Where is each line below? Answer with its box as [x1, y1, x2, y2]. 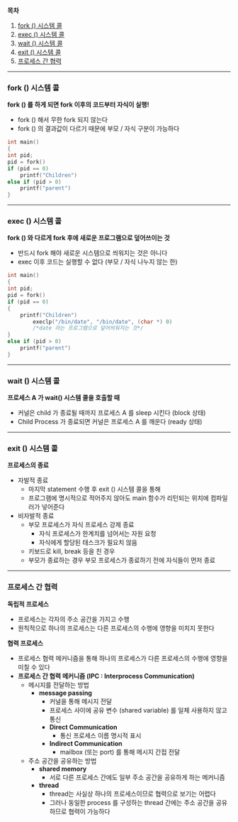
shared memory [38, 764, 87, 773]
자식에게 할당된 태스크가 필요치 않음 [38, 539, 138, 547]
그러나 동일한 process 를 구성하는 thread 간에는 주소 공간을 [49, 798, 215, 806]
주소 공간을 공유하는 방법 [28, 756, 97, 765]
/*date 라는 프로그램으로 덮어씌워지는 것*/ [33, 325, 144, 332]
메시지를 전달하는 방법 [28, 681, 90, 689]
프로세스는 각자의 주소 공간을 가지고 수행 [17, 615, 130, 623]
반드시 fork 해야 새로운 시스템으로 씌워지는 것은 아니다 [17, 249, 168, 257]
